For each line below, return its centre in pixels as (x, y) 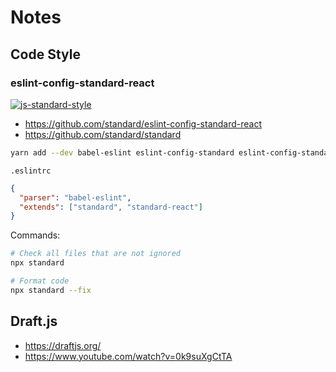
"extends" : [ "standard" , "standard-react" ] (111, 207)
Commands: (35, 235)
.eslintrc (31, 171)
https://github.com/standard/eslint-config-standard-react (143, 123)
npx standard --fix (51, 290)
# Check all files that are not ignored (96, 254)
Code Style (45, 54)
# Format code (40, 281)
